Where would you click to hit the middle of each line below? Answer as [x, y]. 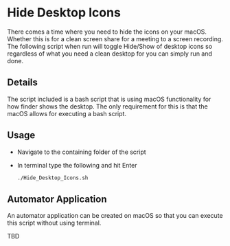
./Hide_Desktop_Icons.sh [53, 178]
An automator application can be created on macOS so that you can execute [115, 216]
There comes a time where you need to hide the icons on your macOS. [107, 32]
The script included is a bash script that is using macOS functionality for [109, 99]
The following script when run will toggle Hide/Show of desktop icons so [110, 46]
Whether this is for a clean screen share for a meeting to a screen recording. [115, 38]
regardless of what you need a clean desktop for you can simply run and [110, 54]
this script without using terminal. [54, 223]
